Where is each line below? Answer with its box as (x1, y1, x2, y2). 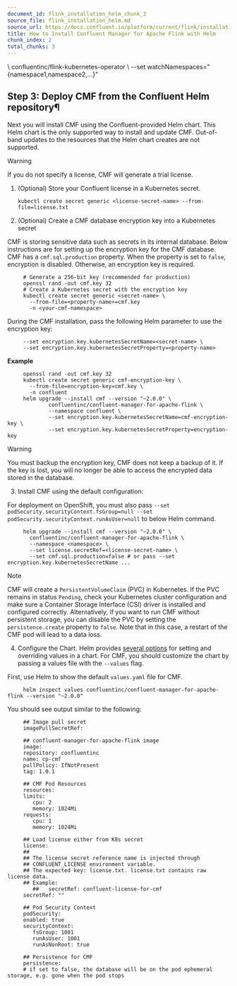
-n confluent (29, 389, 68, 396)
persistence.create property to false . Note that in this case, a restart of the (7, 623, 228, 631)
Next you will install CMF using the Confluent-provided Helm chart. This (7, 120, 217, 129)
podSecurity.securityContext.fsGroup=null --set (7, 508, 153, 515)
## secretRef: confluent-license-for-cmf (32, 885, 162, 893)
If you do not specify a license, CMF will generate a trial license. (7, 170, 193, 179)
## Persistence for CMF (23, 953, 93, 961)
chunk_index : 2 (7, 37, 52, 44)
